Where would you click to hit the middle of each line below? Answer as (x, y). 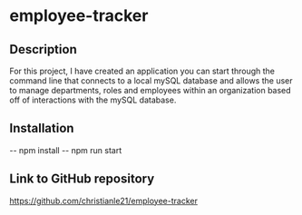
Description (43, 49)
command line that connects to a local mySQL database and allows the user (151, 81)
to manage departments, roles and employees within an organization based (151, 90)
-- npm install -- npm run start (66, 150)
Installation (42, 128)
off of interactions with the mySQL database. (93, 100)
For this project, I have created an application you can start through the (142, 71)
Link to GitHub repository (82, 179)
